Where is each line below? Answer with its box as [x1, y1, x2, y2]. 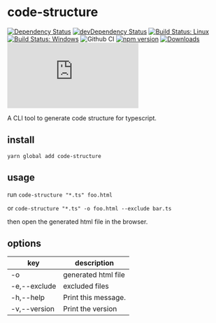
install [7, 134, 35, 146]
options [7, 237, 42, 249]
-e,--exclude [10, 281, 57, 291]
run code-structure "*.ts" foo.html [7, 190, 113, 199]
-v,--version [10, 304, 55, 314]
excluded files [62, 281, 110, 291]
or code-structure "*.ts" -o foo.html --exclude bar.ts [7, 203, 172, 212]
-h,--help [10, 293, 45, 303]
